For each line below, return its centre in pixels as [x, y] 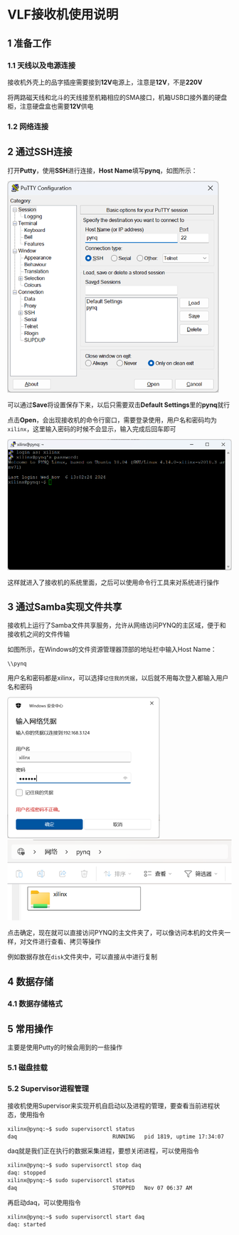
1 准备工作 [30, 43]
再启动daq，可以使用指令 [44, 1202]
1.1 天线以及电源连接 [42, 65]
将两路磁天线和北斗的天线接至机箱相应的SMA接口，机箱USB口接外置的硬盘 [117, 97]
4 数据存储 [31, 981]
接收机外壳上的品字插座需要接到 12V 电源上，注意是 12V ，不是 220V [105, 82]
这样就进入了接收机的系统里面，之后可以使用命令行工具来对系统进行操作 [113, 582]
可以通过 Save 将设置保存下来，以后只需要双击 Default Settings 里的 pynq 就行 [118, 405]
